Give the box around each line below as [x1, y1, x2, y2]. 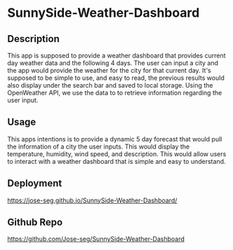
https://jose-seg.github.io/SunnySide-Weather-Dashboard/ [7, 196, 178, 204]
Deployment [7, 177, 62, 190]
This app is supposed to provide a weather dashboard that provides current [7, 51, 226, 60]
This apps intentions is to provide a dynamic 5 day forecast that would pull [7, 134, 222, 143]
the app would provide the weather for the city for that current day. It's [7, 67, 212, 74]
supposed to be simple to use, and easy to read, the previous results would [7, 74, 225, 82]
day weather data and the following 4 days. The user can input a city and [7, 59, 219, 67]
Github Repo [7, 216, 63, 228]
